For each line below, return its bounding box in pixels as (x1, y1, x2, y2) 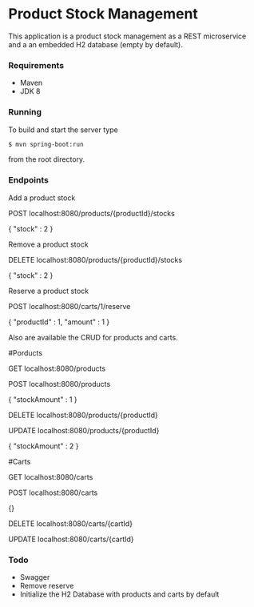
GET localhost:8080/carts (8, 472, 93, 481)
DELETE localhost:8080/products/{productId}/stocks (8, 255, 182, 264)
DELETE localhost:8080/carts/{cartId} (8, 518, 133, 529)
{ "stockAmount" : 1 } (8, 394, 77, 404)
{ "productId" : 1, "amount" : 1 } (8, 317, 110, 327)
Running (8, 107, 42, 118)
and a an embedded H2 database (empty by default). (8, 39, 184, 49)
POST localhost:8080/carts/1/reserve (8, 301, 131, 311)
